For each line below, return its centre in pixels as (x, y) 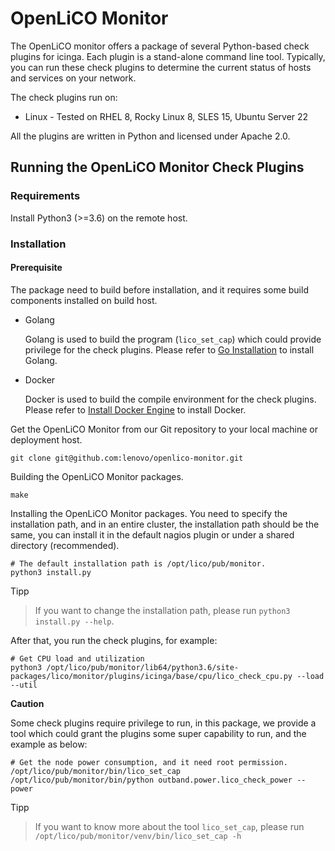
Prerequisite (36, 268)
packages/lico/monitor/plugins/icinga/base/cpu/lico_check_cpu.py (151, 676)
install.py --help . (74, 621)
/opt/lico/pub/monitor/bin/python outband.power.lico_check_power (151, 780)
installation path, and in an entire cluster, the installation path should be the (165, 524)
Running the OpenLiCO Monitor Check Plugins (157, 167)
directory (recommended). (65, 545)
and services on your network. (73, 78)
